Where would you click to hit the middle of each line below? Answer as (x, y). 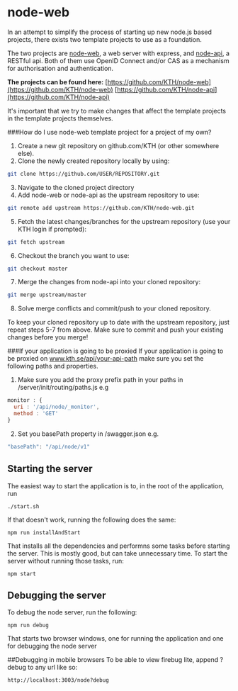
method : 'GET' (36, 414)
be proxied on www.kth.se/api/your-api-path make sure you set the (106, 359)
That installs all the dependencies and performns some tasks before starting (119, 546)
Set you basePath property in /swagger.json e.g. (88, 434)
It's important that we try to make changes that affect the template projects (117, 111)
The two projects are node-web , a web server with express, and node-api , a (119, 53)
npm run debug (28, 625)
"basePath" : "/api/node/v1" (49, 446)
